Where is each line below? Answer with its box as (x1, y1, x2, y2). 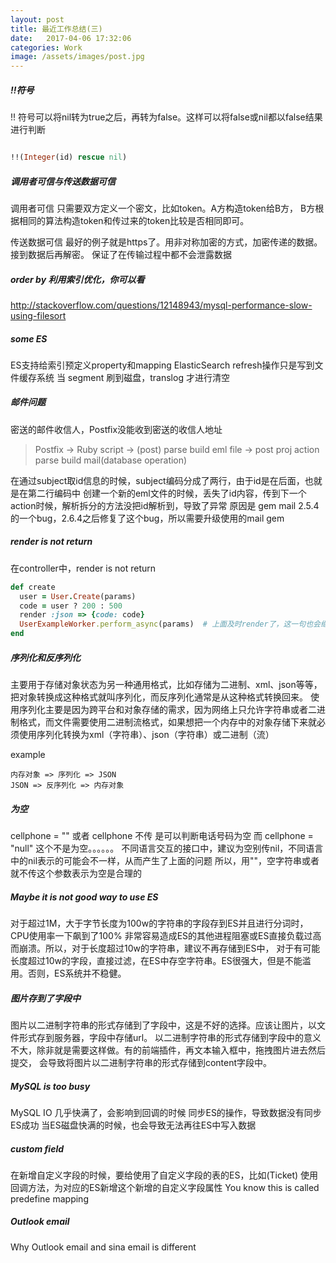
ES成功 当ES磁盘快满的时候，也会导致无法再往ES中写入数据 (10, 1119, 257, 1131)
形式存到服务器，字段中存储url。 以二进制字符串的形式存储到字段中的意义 (18, 1031, 322, 1043)
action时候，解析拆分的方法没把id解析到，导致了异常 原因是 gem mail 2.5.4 (10, 499, 320, 511)
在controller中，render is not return (10, 562, 157, 574)
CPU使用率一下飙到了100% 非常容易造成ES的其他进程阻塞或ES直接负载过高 (10, 929, 322, 941)
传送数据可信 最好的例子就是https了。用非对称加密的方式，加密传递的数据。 (10, 236, 323, 248)
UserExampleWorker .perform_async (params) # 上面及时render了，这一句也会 (19, 619, 321, 630)
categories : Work (10, 42, 83, 53)
